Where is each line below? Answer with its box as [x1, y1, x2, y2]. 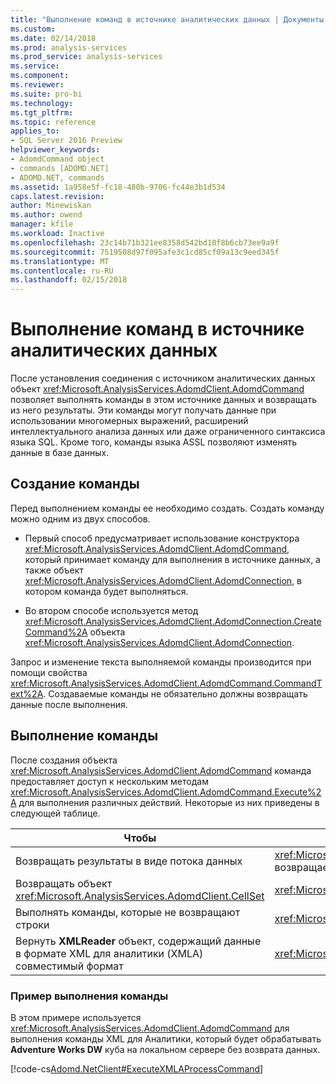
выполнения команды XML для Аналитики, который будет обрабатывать [10, 1032, 322, 1045]
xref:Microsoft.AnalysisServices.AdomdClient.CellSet [15, 889, 265, 903]
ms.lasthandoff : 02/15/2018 [10, 275, 128, 285]
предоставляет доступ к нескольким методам [10, 775, 209, 787]
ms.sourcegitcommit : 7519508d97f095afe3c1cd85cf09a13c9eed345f [10, 247, 280, 257]
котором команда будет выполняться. [24, 585, 189, 597]
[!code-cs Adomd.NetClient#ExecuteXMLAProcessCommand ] [10, 1062, 264, 1075]
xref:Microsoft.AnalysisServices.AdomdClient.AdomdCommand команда [10, 764, 312, 776]
